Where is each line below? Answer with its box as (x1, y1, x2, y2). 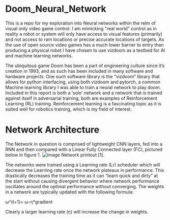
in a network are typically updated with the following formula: (5, 189, 134, 195)
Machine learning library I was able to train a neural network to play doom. (5, 84, 161, 90)
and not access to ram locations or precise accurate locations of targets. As (5, 36, 164, 42)
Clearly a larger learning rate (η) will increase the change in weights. (5, 208, 149, 215)
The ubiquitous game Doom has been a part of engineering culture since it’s (5, 62, 165, 69)
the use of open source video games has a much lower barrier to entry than (5, 41, 164, 48)
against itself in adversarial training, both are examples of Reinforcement (5, 95, 158, 101)
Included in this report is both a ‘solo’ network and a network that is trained (5, 90, 163, 96)
